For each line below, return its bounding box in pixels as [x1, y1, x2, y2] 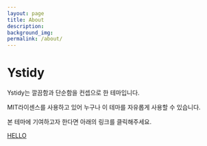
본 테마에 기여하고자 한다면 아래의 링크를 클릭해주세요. [7, 118, 152, 126]
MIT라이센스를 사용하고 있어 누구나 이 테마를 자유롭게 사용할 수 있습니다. [7, 104, 201, 112]
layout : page [7, 10, 45, 17]
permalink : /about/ [7, 36, 63, 42]
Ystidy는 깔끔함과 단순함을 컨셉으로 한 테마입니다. [7, 88, 140, 97]
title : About [7, 16, 45, 23]
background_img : [7, 29, 53, 36]
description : [7, 23, 45, 29]
